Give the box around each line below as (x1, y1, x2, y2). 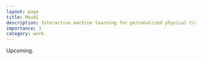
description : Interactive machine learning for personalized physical (6, 20, 187, 26)
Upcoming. (6, 47, 34, 54)
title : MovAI (6, 14, 39, 20)
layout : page (6, 8, 39, 15)
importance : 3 (6, 25, 42, 31)
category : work (6, 31, 44, 37)
